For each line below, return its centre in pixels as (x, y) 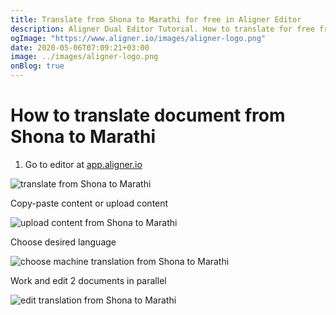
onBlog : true (37, 66)
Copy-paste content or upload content (89, 203)
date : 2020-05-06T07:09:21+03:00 (80, 47)
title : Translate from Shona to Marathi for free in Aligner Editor (156, 19)
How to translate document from (148, 115)
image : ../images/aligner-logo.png (84, 57)
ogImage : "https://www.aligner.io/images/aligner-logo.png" (138, 38)
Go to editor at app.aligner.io (83, 164)
